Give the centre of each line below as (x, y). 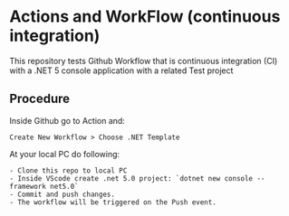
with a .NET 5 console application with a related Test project (121, 70)
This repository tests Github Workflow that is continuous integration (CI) (144, 61)
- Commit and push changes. (63, 194)
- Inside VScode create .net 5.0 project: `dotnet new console (131, 178)
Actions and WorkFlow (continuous (145, 17)
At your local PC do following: (65, 154)
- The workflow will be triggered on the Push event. (113, 202)
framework (28, 186)
